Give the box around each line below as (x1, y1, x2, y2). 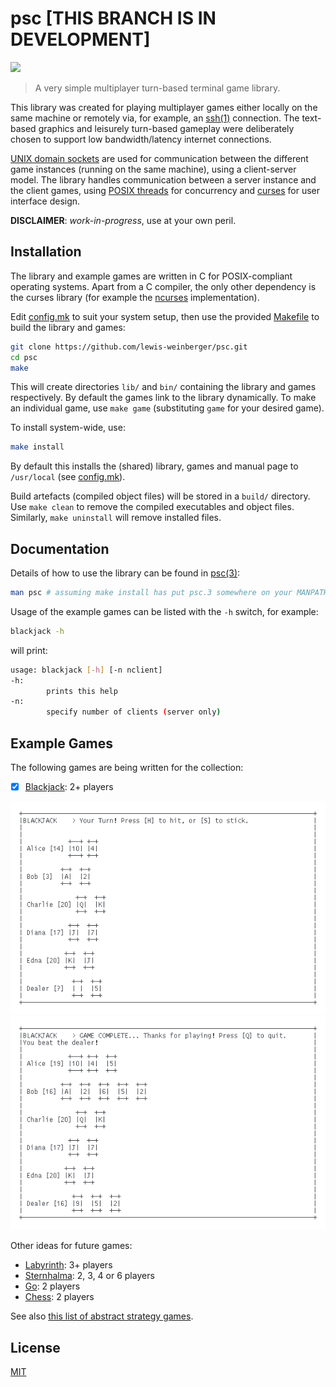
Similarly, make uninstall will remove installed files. (10, 512, 222, 524)
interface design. (10, 195, 81, 207)
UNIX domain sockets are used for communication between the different (10, 152, 309, 164)
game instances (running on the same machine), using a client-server (10, 163, 297, 175)
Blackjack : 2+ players (24, 781, 114, 792)
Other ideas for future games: (10, 1240, 133, 1252)
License (10, 1339, 61, 1356)
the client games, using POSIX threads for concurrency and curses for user (10, 184, 320, 196)
